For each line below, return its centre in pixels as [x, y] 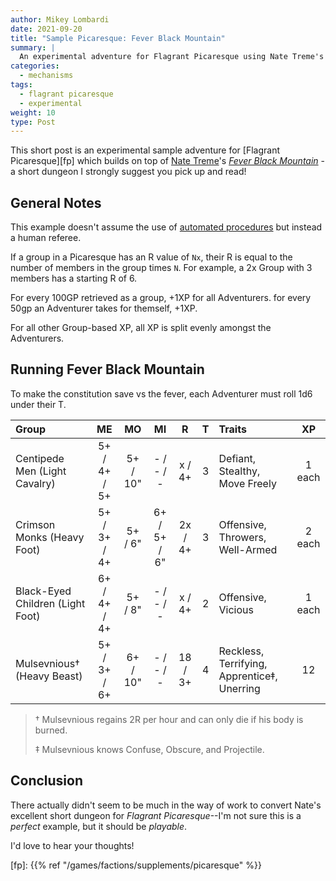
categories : [35, 66]
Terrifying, [243, 663]
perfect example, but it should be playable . [99, 826]
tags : [21, 85]
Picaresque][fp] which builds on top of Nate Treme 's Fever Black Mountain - [167, 161]
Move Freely [247, 483]
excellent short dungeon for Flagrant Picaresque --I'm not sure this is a [156, 815]
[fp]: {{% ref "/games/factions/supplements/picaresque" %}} [136, 865]
